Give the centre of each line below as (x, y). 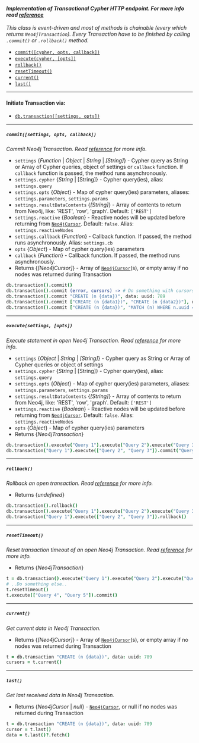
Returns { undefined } (40, 495)
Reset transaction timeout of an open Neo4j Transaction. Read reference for (99, 550)
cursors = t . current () (34, 662)
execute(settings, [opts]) (39, 326)
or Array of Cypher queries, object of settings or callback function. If (99, 167)
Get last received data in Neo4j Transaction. (60, 695)
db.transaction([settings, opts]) (57, 117)
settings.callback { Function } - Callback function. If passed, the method (103, 236)
